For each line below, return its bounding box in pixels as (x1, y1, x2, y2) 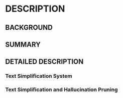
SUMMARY (5, 40, 41, 48)
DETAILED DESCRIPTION (5, 58, 84, 66)
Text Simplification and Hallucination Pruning (5, 86, 118, 93)
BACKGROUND (5, 23, 53, 32)
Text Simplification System (5, 73, 73, 80)
